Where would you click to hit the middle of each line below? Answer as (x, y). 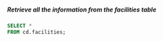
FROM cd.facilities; (37, 32)
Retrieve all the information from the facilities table (82, 9)
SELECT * (20, 26)
